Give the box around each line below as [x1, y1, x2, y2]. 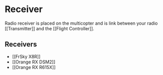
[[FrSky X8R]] [12, 53, 41, 59]
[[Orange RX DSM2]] [12, 59, 56, 65]
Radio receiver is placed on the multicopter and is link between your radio [5, 20, 158, 26]
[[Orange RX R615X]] [12, 64, 56, 70]
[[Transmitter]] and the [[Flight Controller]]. [5, 25, 94, 31]
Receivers [5, 40, 37, 49]
